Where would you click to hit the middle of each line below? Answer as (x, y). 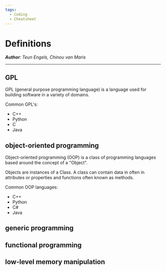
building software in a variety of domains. (47, 95)
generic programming (40, 228)
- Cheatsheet (23, 19)
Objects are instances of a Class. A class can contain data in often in (75, 172)
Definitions (28, 43)
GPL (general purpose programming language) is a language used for (76, 89)
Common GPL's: (21, 104)
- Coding (19, 14)
